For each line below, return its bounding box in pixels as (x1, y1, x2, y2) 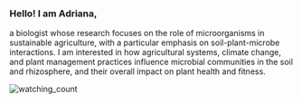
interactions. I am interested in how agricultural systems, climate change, (9, 47, 282, 58)
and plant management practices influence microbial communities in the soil (9, 57, 294, 68)
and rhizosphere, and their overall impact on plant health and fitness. (9, 66, 267, 77)
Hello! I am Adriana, (9, 7, 98, 20)
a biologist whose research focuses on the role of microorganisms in (9, 28, 265, 39)
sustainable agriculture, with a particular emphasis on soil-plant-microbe (9, 37, 280, 48)
